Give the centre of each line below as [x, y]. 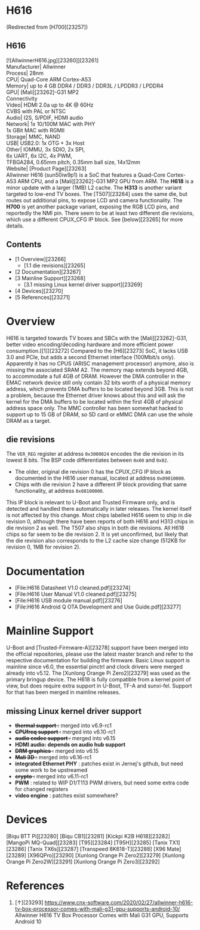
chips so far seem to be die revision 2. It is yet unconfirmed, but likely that [97, 534]
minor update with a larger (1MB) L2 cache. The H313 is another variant [94, 187]
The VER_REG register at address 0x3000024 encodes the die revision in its [95, 454]
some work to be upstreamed [51, 770]
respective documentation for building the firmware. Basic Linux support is [98, 661]
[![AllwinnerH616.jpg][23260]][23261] [53, 60]
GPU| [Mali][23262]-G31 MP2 [43, 92]
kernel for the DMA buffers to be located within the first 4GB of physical [95, 401]
